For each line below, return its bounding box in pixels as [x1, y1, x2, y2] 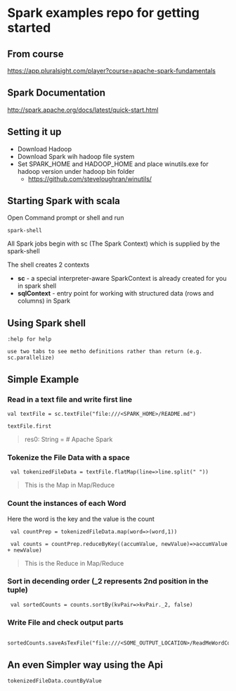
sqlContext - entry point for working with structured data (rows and [17, 289, 214, 298]
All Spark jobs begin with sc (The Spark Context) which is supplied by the [7, 239, 220, 248]
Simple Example [7, 373, 79, 385]
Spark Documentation [7, 87, 105, 99]
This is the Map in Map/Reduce [24, 481, 115, 490]
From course [7, 48, 65, 60]
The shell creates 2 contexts [7, 260, 90, 269]
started [7, 20, 51, 36]
